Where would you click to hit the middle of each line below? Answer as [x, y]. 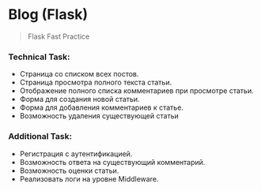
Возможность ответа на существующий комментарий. [112, 162]
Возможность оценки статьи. [69, 170]
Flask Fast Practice [59, 36]
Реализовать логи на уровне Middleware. [89, 178]
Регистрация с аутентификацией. [76, 154]
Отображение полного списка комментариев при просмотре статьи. [137, 91]
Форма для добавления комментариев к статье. [102, 107]
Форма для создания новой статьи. [79, 99]
